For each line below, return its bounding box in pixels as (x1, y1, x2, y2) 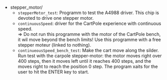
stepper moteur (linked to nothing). (17, 42, 91, 48)
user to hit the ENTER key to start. (17, 69, 89, 75)
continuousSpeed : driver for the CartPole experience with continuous (17, 20, 161, 26)
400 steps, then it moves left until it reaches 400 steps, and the (17, 58, 152, 64)
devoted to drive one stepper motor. (17, 15, 94, 21)
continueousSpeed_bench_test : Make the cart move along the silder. (17, 48, 159, 53)
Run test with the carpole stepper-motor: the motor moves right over (17, 53, 162, 59)
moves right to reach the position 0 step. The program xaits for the (17, 63, 158, 69)
